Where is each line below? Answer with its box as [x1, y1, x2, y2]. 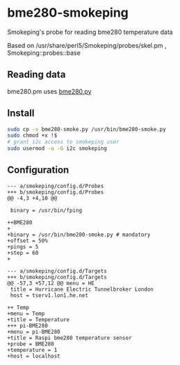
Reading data [7, 69, 66, 80]
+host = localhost [7, 353, 60, 359]
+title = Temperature [7, 316, 70, 323]
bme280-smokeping [7, 5, 129, 21]
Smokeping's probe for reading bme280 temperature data [7, 28, 174, 36]
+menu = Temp [7, 310, 45, 317]
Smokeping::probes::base [7, 49, 81, 57]
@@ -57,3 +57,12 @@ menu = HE [7, 280, 95, 287]
